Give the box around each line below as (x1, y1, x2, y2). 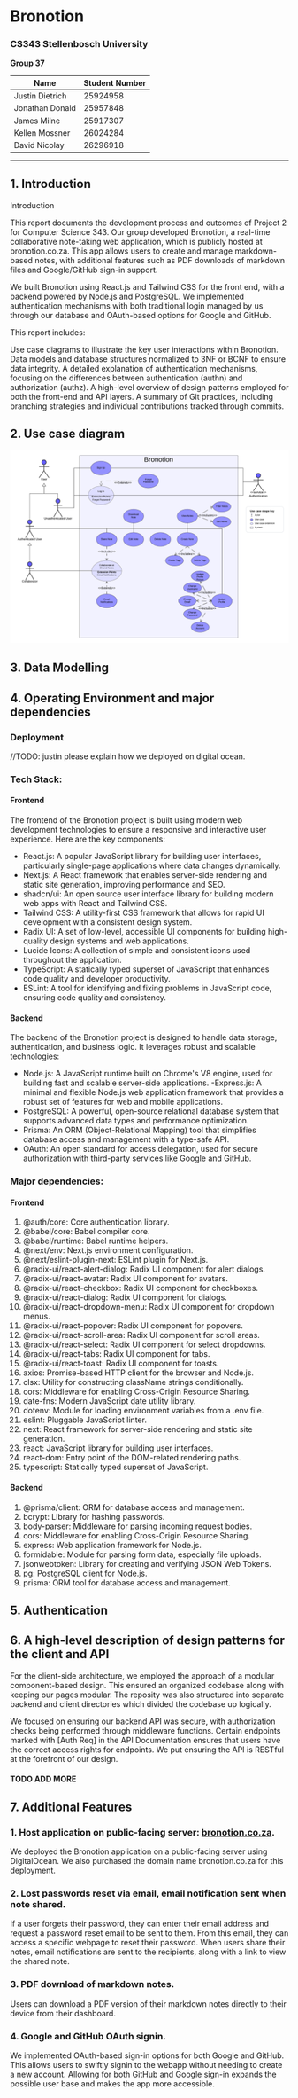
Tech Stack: (10, 773, 63, 786)
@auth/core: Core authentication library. (22, 1217, 170, 1227)
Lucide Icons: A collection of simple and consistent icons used (22, 945, 251, 956)
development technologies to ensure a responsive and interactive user (10, 825, 267, 835)
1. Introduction (10, 176, 91, 192)
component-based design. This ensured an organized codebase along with (10, 1679, 285, 1690)
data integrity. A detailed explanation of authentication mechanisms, (10, 363, 258, 373)
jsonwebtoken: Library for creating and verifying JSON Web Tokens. (22, 1558, 272, 1569)
